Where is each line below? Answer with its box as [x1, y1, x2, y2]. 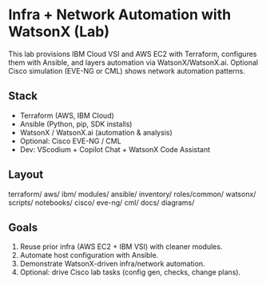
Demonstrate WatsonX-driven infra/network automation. [19, 259, 205, 269]
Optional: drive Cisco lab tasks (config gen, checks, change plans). [19, 267, 241, 277]
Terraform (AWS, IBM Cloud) [19, 110, 114, 120]
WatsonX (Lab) [8, 22, 110, 41]
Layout [8, 168, 44, 182]
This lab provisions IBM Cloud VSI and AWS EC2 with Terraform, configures [8, 49, 257, 58]
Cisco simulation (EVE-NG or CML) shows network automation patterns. [8, 66, 246, 75]
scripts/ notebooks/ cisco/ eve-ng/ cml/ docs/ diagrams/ [8, 198, 195, 207]
